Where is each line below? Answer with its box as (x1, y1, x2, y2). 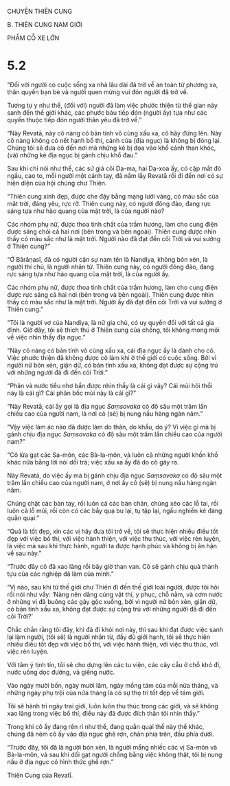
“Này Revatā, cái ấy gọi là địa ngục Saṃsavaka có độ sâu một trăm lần (7, 402, 207, 410)
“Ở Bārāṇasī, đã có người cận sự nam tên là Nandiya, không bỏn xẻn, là (7, 255, 208, 263)
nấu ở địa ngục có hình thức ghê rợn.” (7, 757, 114, 766)
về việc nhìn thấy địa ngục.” (7, 333, 86, 341)
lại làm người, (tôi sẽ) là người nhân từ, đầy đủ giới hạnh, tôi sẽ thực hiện (7, 633, 211, 641)
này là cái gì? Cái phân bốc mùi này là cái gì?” (7, 389, 136, 397)
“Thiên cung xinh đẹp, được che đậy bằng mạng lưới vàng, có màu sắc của (7, 192, 219, 200)
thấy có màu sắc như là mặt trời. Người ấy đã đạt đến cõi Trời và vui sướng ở (7, 297, 222, 306)
